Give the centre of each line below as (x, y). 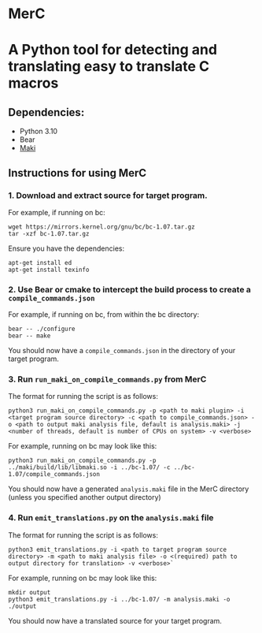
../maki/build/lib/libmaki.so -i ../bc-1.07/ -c (89, 467)
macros (33, 83)
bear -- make (30, 336)
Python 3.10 (38, 132)
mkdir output (30, 592)
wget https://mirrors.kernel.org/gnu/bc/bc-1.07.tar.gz (101, 227)
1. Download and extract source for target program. (108, 195)
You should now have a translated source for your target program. (115, 620)
